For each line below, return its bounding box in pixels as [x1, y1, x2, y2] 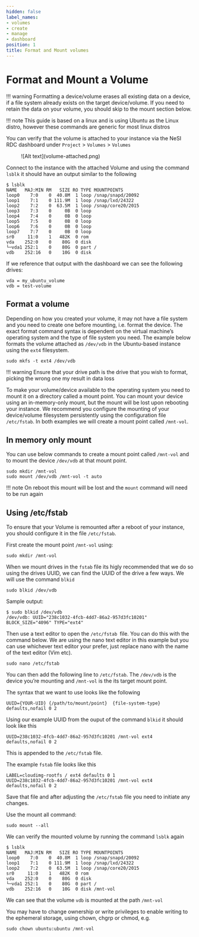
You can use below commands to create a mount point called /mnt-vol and [6, 451, 189, 458]
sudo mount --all [6, 823, 49, 829]
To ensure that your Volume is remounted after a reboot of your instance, [6, 524, 185, 531]
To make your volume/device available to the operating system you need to [6, 386, 190, 393]
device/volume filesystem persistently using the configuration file [6, 411, 166, 419]
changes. [6, 800, 29, 807]
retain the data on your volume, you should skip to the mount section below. [6, 105, 192, 112]
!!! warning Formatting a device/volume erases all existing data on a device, [6, 93, 191, 100]
